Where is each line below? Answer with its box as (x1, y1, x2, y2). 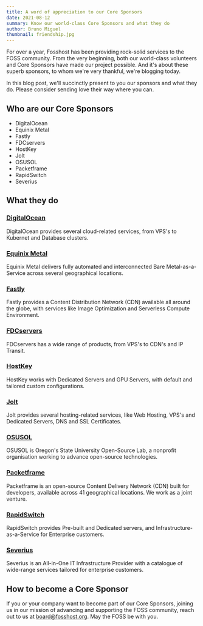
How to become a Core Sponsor (6, 583, 129, 594)
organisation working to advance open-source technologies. (6, 453, 158, 461)
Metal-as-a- (166, 263, 197, 270)
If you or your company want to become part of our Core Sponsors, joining (6, 600, 193, 607)
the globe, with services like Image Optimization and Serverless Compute (6, 305, 190, 312)
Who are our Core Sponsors (6, 103, 114, 114)
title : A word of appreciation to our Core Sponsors (6, 9, 143, 15)
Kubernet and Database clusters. (6, 234, 89, 241)
